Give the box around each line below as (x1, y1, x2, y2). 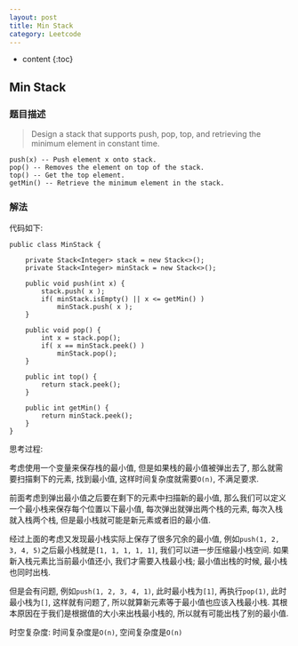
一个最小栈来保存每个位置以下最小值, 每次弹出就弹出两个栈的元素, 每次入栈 (9, 504, 283, 514)
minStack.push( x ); (56, 303, 133, 312)
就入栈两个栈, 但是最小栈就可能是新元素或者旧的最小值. (9, 514, 212, 525)
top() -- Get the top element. (9, 171, 125, 180)
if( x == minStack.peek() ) (41, 341, 145, 351)
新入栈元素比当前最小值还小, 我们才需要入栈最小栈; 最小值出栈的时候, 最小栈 (9, 556, 288, 567)
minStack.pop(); (56, 349, 117, 358)
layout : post (9, 12, 58, 22)
